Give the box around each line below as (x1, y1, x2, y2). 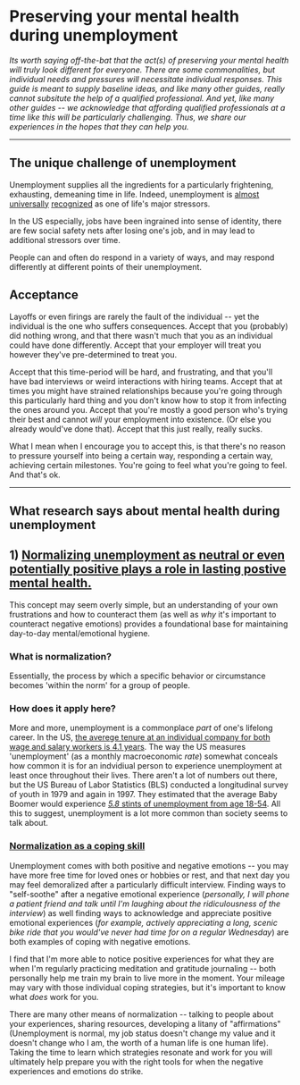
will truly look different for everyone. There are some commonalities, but (9, 64, 275, 75)
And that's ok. (9, 469, 61, 480)
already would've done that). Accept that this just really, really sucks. (9, 423, 263, 434)
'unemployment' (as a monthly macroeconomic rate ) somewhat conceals (9, 751, 279, 761)
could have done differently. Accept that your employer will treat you (9, 340, 262, 350)
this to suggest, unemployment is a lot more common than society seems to (9, 808, 288, 819)
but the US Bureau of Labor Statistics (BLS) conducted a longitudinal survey (9, 779, 288, 790)
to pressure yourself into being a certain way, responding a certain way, (9, 450, 274, 461)
